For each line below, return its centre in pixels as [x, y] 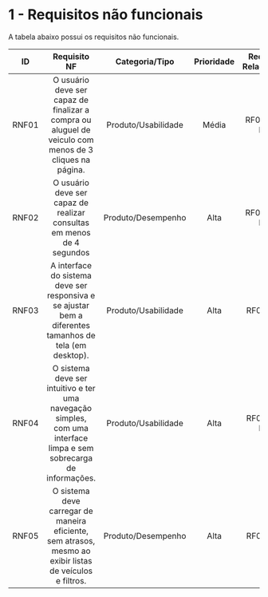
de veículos [71, 571]
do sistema [71, 275]
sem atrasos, [71, 540]
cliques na [71, 160]
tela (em [71, 345]
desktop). [71, 355]
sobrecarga [71, 458]
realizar [71, 212]
